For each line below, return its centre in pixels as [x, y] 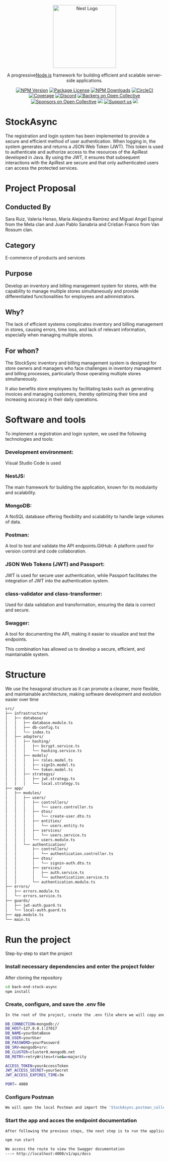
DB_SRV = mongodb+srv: [27, 1047]
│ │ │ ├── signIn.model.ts [40, 765]
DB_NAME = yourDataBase [28, 1033]
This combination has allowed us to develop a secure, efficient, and [75, 649]
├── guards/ [18, 901]
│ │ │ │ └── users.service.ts [46, 835]
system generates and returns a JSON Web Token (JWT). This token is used [84, 147]
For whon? [22, 351]
